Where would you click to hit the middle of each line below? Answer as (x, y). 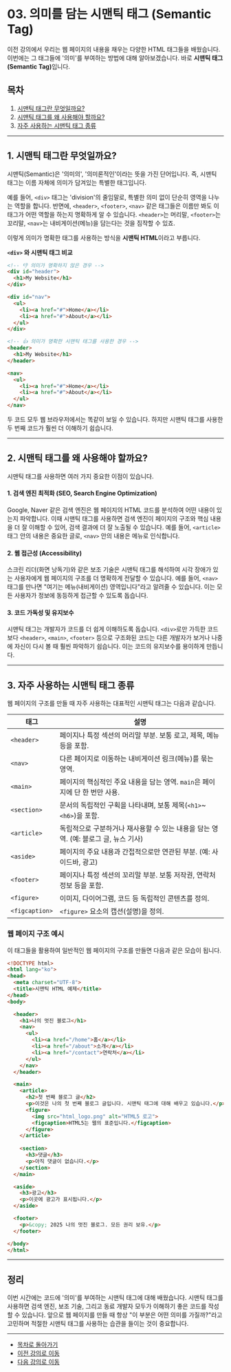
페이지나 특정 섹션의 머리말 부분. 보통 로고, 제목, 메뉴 (140, 736)
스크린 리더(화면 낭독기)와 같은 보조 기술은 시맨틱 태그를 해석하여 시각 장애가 (109, 569)
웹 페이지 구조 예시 (36, 934)
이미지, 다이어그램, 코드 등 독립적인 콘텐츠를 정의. (134, 899)
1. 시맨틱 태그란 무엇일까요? (62, 156)
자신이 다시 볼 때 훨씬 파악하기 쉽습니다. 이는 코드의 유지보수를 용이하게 (109, 647)
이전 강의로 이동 (38, 1353)
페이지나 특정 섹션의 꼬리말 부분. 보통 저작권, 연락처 (137, 875)
